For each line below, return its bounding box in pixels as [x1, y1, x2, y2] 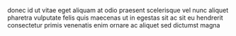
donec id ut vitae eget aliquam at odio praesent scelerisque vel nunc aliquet [7, 6, 229, 14]
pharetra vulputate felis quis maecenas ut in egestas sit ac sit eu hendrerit [7, 13, 223, 22]
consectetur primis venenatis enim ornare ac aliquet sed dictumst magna [7, 21, 220, 29]
